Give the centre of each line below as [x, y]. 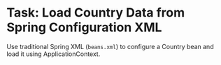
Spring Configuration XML [84, 27]
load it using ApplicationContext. [54, 54]
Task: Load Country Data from [96, 13]
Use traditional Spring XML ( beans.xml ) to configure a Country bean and [110, 46]
